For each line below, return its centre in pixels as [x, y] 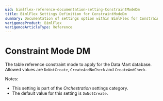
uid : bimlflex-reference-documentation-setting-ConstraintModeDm [72, 9]
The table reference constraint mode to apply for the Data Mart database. [78, 64]
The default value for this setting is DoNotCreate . [60, 93]
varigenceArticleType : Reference [39, 27]
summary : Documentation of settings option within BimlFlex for [71, 18]
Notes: [12, 79]
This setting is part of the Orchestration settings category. [70, 88]
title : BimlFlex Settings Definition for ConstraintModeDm [66, 14]
